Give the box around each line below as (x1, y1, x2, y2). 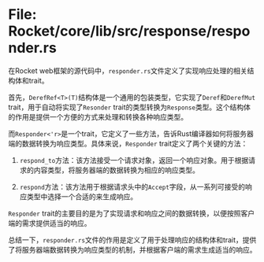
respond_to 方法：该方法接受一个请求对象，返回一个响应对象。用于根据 (19, 155, 249, 164)
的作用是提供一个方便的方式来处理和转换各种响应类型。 (8, 112, 188, 121)
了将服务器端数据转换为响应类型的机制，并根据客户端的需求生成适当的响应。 (8, 245, 257, 254)
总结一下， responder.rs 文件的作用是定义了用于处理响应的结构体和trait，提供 (8, 234, 257, 245)
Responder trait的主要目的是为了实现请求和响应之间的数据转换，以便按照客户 (8, 208, 255, 218)
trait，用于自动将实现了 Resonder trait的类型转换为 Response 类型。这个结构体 (8, 102, 251, 112)
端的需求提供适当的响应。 (8, 218, 91, 227)
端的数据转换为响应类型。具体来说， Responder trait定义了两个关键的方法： (8, 138, 248, 148)
